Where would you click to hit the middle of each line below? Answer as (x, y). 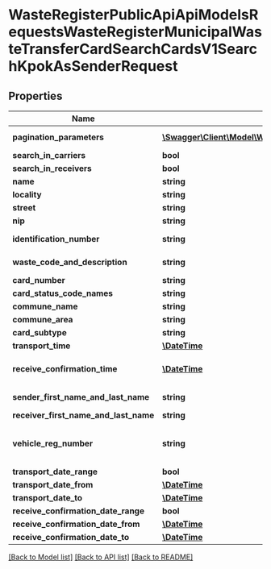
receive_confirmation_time (65, 369)
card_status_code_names (63, 293)
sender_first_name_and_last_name (81, 397)
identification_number (56, 239)
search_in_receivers (52, 168)
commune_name (45, 306)
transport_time (42, 346)
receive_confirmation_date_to (71, 537)
